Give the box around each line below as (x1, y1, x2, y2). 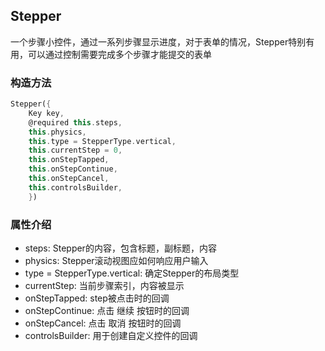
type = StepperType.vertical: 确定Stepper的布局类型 (24, 267, 240, 279)
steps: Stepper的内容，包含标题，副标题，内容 (24, 242, 217, 254)
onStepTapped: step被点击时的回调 (24, 292, 170, 304)
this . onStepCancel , (28, 174, 110, 184)
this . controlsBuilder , (28, 182, 123, 193)
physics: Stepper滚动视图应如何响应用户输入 (24, 255, 209, 267)
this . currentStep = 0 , (28, 145, 123, 156)
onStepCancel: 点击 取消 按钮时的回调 (24, 317, 182, 329)
